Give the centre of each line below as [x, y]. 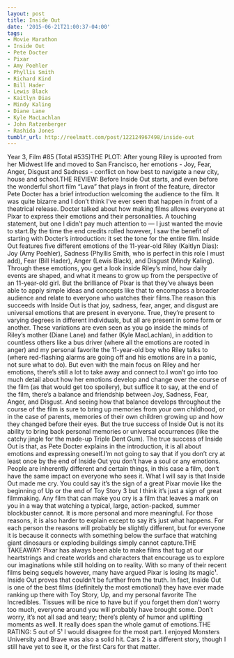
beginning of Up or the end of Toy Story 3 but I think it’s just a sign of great [115, 491]
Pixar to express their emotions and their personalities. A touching [102, 217]
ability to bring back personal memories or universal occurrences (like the [113, 432]
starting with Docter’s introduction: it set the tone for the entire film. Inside [113, 239]
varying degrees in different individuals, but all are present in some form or [115, 320]
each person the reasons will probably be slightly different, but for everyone [116, 528]
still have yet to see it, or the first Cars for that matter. [84, 647]
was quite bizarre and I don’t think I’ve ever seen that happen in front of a [112, 202]
